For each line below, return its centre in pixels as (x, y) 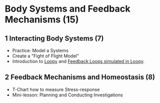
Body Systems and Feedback (68, 9)
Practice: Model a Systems (40, 50)
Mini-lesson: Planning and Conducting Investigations (68, 95)
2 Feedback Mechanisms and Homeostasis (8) (80, 77)
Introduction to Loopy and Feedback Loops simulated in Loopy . (78, 61)
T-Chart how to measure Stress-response (56, 89)
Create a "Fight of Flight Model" (46, 56)
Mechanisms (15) (42, 20)
